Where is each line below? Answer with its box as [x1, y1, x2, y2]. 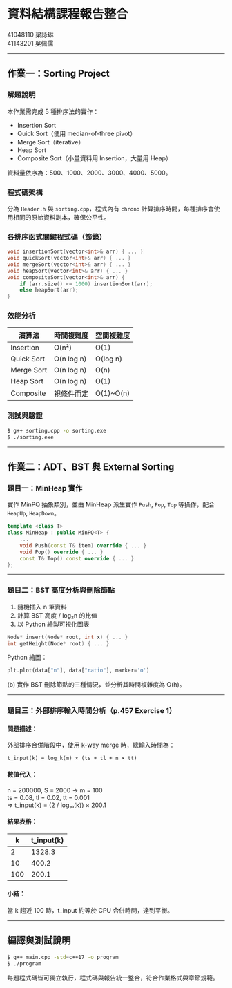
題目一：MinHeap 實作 [7, 483, 83, 493]
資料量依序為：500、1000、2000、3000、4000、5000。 [7, 169, 172, 177]
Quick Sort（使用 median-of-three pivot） [17, 129, 137, 137]
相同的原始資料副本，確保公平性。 [12, 213, 110, 221]
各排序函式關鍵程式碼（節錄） [7, 232, 107, 242]
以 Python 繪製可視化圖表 [17, 620, 90, 628]
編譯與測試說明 [7, 935, 71, 947]
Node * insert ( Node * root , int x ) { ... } [7, 634, 128, 640]
